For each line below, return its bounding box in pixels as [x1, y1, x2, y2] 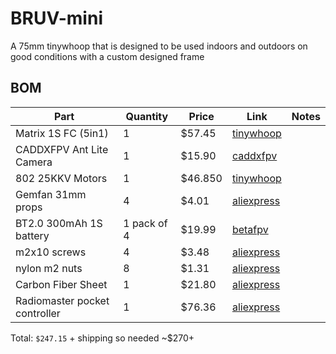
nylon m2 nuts [15, 261, 83, 275]
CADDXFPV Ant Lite [15, 142, 109, 156]
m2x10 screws [15, 245, 87, 259]
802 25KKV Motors [15, 171, 108, 185]
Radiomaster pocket [15, 293, 110, 307]
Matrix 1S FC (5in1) [15, 126, 109, 140]
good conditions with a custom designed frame [10, 50, 205, 62]
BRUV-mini [10, 7, 103, 30]
